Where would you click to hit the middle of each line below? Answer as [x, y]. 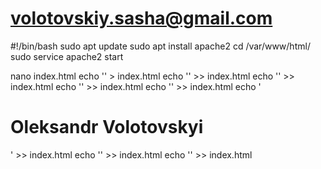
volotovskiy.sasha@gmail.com [141, 18]
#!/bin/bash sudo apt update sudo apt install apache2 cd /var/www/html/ [160, 46]
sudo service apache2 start [67, 56]
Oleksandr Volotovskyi [107, 127]
